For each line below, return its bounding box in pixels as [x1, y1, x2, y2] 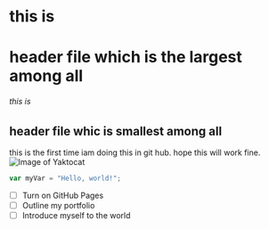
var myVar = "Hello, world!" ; [9, 174, 122, 183]
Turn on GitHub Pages [21, 190, 104, 200]
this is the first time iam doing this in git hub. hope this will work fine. [9, 147, 261, 158]
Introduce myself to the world [21, 210, 131, 220]
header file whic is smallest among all [9, 123, 223, 139]
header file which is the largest [9, 47, 243, 68]
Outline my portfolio [21, 200, 95, 210]
